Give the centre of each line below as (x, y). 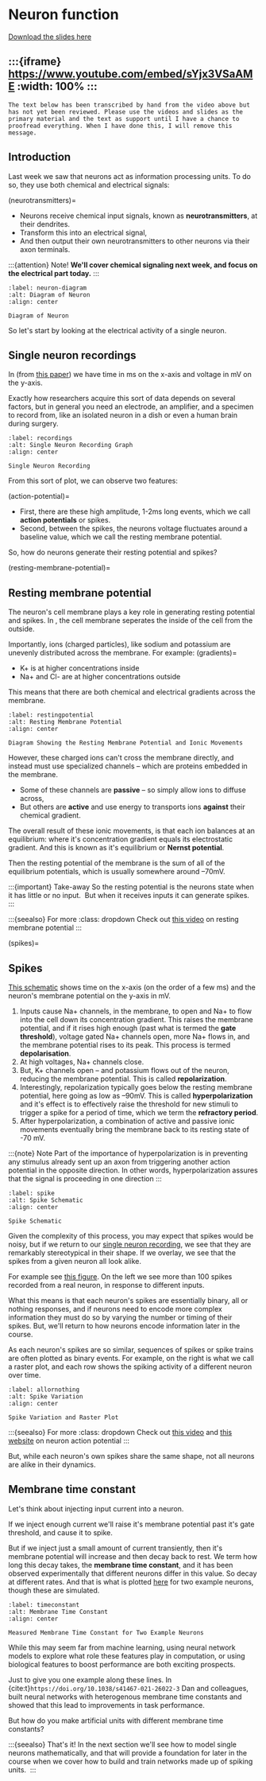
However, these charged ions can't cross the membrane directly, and (121, 758)
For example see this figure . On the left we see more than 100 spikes (120, 1277)
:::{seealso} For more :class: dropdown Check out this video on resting (124, 920)
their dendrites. (44, 224)
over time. (25, 1375)
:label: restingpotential (51, 715)
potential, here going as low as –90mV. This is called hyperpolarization (136, 1096)
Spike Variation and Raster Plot (64, 1417)
